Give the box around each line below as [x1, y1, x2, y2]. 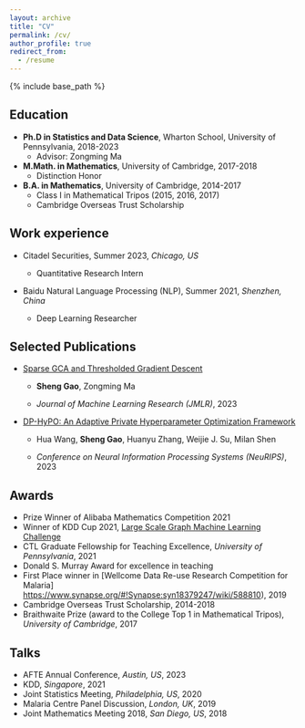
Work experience [9, 225, 109, 242]
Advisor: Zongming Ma [36, 151, 123, 161]
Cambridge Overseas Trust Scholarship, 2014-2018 [22, 599, 216, 610]
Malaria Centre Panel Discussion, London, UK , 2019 [22, 699, 217, 710]
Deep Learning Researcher [36, 312, 137, 324]
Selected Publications [9, 339, 137, 355]
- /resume [17, 56, 55, 65]
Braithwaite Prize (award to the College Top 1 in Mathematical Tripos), [22, 608, 285, 620]
